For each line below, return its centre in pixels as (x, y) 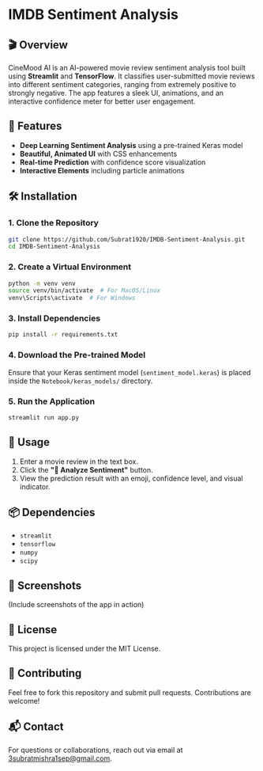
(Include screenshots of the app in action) (76, 605)
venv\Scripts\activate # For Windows (72, 298)
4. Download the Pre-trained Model (77, 355)
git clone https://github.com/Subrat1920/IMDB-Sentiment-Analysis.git (127, 239)
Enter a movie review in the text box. (79, 461)
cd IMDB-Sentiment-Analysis (54, 247)
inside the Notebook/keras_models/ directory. (81, 381)
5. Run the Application (52, 401)
